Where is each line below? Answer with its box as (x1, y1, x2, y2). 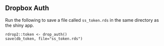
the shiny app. (5, 22, 34, 28)
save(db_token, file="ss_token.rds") (5, 36, 83, 41)
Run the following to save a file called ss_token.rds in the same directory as (5, 17, 159, 23)
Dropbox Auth (5, 4, 49, 12)
